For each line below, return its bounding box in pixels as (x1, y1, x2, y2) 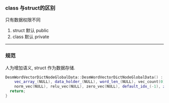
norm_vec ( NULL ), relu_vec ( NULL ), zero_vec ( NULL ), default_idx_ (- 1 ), (14, 84, 161, 89)
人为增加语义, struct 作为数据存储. (5, 64, 75, 71)
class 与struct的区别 (5, 4, 55, 11)
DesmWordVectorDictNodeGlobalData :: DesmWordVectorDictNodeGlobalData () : (5, 74, 163, 80)
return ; (10, 89, 26, 94)
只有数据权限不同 (5, 17, 41, 23)
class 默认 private (12, 34, 49, 40)
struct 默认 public (12, 28, 49, 34)
